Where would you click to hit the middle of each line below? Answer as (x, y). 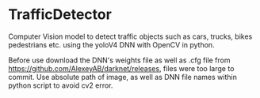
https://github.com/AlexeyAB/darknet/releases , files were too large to (121, 68)
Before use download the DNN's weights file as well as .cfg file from (119, 60)
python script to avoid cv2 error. (61, 85)
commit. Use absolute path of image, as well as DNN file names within (123, 77)
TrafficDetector (60, 15)
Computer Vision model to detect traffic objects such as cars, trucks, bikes (130, 36)
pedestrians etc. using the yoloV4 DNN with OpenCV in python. (112, 44)
